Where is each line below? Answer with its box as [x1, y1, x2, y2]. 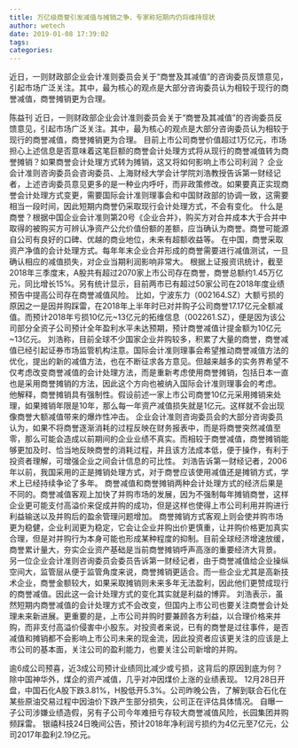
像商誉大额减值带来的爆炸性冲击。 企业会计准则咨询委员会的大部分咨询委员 [9, 411, 284, 422]
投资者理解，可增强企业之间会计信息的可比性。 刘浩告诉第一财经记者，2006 [9, 456, 287, 466]
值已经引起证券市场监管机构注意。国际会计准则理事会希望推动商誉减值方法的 [9, 345, 289, 355]
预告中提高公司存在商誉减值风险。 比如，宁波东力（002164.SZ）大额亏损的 [9, 290, 284, 300]
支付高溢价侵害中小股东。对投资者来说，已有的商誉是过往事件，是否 [39, 622, 289, 633]
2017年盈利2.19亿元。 [16, 729, 96, 740]
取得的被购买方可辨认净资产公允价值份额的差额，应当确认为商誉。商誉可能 [9, 223, 281, 234]
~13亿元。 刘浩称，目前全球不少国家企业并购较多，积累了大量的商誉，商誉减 [9, 334, 289, 345]
